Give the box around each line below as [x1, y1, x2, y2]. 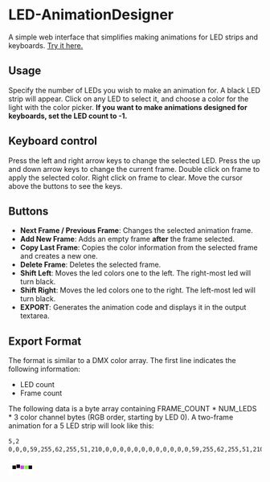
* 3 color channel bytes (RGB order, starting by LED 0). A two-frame [8, 412, 234, 423]
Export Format [8, 334, 82, 348]
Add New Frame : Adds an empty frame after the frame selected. [19, 235, 235, 244]
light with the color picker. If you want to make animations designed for [8, 102, 247, 112]
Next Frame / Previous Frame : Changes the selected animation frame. [19, 226, 253, 235]
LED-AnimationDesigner [8, 6, 174, 24]
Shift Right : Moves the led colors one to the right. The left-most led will [19, 285, 256, 295]
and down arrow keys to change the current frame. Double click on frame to [8, 164, 260, 174]
